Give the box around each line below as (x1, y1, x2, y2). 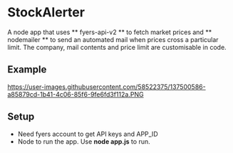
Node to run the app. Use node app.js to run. (17, 137, 151, 146)
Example (7, 63, 47, 75)
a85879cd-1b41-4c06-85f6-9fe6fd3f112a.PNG (7, 90, 144, 98)
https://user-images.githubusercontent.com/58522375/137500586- (7, 83, 206, 91)
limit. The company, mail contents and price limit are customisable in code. (7, 43, 227, 51)
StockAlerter (7, 4, 86, 21)
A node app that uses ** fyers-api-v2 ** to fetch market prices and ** (7, 28, 212, 36)
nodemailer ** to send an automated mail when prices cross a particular (7, 35, 219, 43)
